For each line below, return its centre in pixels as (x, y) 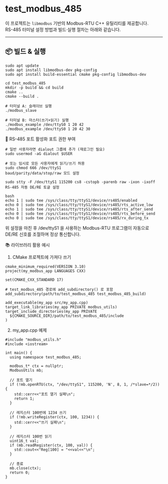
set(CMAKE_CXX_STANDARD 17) (34, 280)
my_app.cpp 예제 (29, 330)
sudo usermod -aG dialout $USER (39, 153)
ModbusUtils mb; (26, 370)
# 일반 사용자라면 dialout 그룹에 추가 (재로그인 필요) (55, 149)
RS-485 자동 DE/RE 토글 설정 (32, 187)
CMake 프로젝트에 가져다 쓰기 (42, 257)
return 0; (20, 472)
